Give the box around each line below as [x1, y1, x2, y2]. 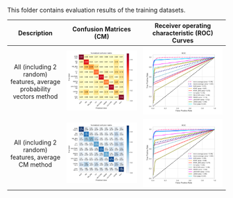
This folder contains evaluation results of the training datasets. [7, 6, 186, 14]
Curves [172, 36, 194, 44]
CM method [18, 160, 53, 169]
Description [18, 28, 53, 37]
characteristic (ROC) [152, 28, 214, 37]
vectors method [12, 92, 58, 100]
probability [19, 85, 51, 93]
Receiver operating [155, 21, 212, 30]
